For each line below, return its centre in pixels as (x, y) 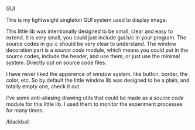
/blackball (18, 122)
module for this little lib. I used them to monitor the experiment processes (94, 104)
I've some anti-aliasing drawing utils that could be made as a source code (95, 98)
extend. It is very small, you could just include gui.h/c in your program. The (96, 37)
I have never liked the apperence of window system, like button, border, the (97, 74)
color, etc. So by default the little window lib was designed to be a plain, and (98, 80)
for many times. (25, 110)
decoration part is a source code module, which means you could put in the (97, 50)
